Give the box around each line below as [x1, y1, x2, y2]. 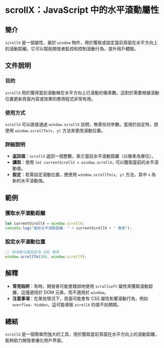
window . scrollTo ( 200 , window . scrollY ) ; [5, 254, 87, 259]
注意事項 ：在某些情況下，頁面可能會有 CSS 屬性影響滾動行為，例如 [12, 295, 148, 301]
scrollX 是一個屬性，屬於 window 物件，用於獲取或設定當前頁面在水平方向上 [5, 40, 158, 45]
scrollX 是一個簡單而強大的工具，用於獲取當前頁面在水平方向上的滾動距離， [5, 331, 160, 337]
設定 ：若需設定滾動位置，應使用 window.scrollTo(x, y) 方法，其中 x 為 [12, 172, 156, 178]
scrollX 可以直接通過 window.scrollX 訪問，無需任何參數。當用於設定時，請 [5, 121, 159, 127]
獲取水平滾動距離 [5, 210, 46, 217]
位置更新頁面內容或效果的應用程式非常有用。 [5, 95, 96, 101]
